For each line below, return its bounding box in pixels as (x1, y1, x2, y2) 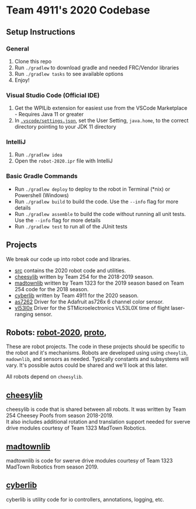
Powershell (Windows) (14, 191, 69, 198)
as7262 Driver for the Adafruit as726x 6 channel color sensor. (14, 298, 164, 305)
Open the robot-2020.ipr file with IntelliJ (14, 157, 113, 164)
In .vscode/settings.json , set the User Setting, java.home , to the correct (14, 117, 189, 124)
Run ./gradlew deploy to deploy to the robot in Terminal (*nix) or (14, 186, 171, 193)
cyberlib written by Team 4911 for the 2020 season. (14, 292, 139, 299)
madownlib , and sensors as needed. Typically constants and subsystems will (6, 356, 189, 363)
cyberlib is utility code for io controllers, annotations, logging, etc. (6, 495, 165, 503)
